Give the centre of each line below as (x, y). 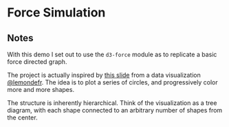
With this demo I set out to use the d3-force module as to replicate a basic (112, 54)
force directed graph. (37, 62)
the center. (22, 117)
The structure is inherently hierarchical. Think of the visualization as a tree (112, 103)
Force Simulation (56, 13)
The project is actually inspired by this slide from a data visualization (104, 75)
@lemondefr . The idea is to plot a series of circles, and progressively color (112, 82)
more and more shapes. (41, 90)
